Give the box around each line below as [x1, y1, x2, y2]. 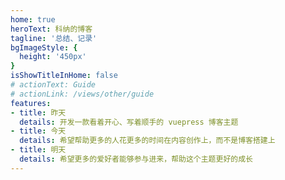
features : [10, 98, 52, 108]
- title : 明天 [10, 145, 67, 155]
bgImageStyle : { [10, 42, 78, 53]
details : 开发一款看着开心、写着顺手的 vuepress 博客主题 [19, 117, 239, 127]
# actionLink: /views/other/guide [10, 89, 155, 99]
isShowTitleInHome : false [10, 71, 118, 81]
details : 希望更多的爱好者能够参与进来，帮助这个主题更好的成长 [19, 154, 253, 164]
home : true [10, 14, 56, 25]
